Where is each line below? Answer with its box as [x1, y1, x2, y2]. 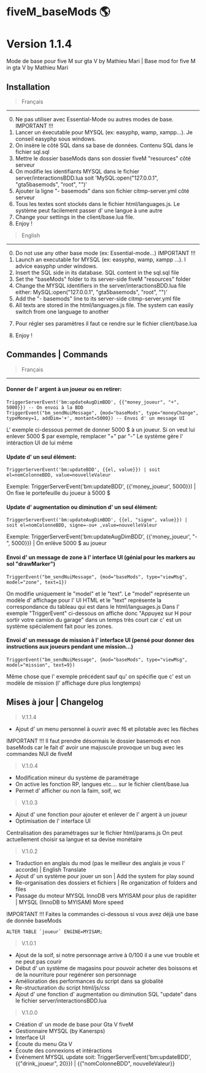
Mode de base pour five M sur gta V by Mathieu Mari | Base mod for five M [6, 58, 196, 65]
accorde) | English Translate [15, 866, 86, 873]
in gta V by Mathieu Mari [6, 64, 69, 71]
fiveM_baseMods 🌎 [6, 5, 110, 19]
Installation [6, 82, 50, 92]
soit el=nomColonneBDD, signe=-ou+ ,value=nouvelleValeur [6, 522, 158, 529]
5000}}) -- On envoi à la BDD [6, 404, 84, 411]
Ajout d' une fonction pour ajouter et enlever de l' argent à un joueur [15, 811, 188, 818]
